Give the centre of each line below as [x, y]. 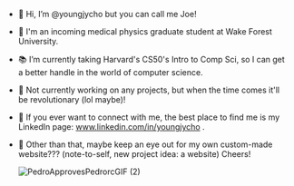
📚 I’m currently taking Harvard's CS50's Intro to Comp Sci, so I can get [152, 59]
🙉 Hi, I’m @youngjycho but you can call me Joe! [107, 14]
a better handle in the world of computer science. [110, 72]
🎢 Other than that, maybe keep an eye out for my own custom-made [145, 144]
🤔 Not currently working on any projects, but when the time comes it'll [148, 90]
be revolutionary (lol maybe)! [72, 99]
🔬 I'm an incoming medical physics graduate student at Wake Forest [145, 31]
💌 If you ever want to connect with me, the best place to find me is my [149, 117]
